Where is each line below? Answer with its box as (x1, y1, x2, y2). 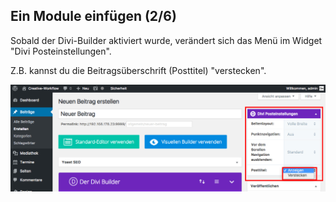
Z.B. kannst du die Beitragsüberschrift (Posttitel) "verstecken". (10, 64, 267, 76)
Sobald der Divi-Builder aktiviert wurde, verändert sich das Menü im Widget (10, 34, 323, 46)
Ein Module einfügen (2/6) (10, 8, 177, 25)
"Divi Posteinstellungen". (10, 45, 112, 57)
